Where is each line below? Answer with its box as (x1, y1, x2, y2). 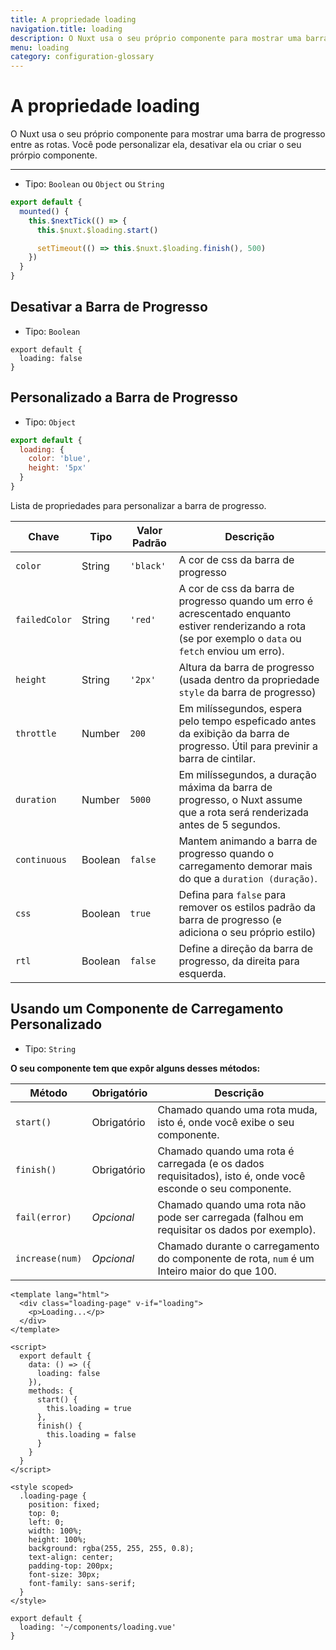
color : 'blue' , (28, 454, 92, 464)
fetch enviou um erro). (178, 644, 285, 658)
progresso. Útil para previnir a (178, 739, 319, 753)
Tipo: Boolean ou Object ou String (24, 178, 165, 190)
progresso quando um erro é (178, 594, 313, 608)
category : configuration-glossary (10, 52, 155, 62)
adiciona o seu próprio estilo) (178, 925, 317, 939)
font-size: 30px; (28, 1569, 101, 1580)
